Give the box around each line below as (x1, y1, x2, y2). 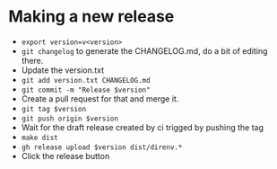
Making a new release (8, 6, 175, 27)
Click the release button (21, 150, 110, 161)
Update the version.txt (21, 65, 105, 76)
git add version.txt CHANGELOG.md (21, 76, 151, 84)
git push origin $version (21, 114, 118, 123)
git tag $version (21, 104, 87, 113)
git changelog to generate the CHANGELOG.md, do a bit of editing (21, 45, 268, 56)
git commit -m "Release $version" (21, 85, 151, 94)
